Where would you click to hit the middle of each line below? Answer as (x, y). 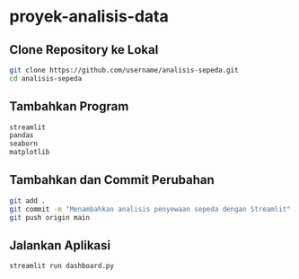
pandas (22, 135)
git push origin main (50, 217)
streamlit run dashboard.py (62, 266)
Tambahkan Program (69, 106)
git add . (28, 201)
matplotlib (30, 153)
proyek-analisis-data (89, 17)
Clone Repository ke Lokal (84, 50)
